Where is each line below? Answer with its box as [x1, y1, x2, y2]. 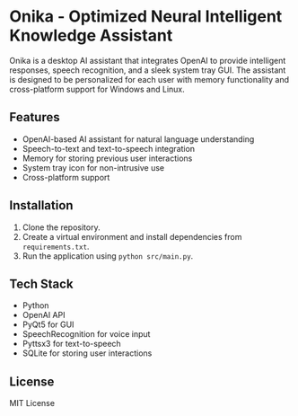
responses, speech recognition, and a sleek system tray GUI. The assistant [9, 65, 286, 75]
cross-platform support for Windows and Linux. [9, 84, 186, 94]
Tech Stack [9, 276, 74, 291]
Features [9, 110, 60, 125]
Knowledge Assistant [9, 25, 173, 46]
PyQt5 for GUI [22, 319, 74, 330]
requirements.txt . [22, 241, 90, 252]
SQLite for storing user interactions [22, 348, 153, 358]
